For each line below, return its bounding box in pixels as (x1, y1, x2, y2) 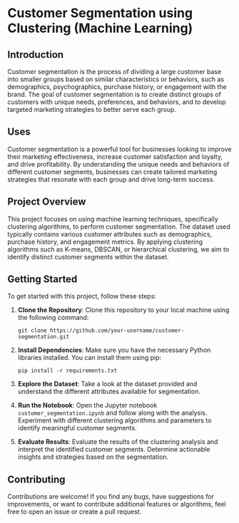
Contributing (7, 473, 66, 485)
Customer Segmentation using (7, 5, 193, 21)
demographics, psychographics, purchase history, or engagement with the (7, 83, 227, 90)
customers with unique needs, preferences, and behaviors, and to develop (7, 98, 226, 106)
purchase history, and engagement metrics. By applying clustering (7, 237, 203, 246)
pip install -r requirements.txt (17, 367, 118, 375)
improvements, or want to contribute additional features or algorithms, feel (7, 500, 226, 509)
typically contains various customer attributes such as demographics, (7, 229, 213, 238)
